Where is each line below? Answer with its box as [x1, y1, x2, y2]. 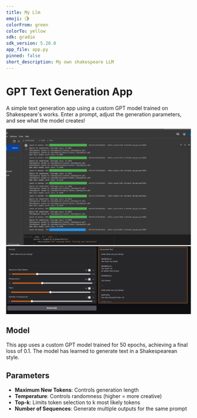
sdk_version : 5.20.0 [6, 41, 57, 46]
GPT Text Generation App [6, 85, 133, 98]
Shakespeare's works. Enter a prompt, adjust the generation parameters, [6, 110, 182, 117]
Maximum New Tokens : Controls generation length [14, 386, 139, 393]
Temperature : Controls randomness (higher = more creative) [14, 392, 162, 399]
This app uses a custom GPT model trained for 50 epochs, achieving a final [6, 341, 188, 348]
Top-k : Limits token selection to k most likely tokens [14, 399, 141, 406]
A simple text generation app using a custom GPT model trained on [6, 105, 168, 112]
